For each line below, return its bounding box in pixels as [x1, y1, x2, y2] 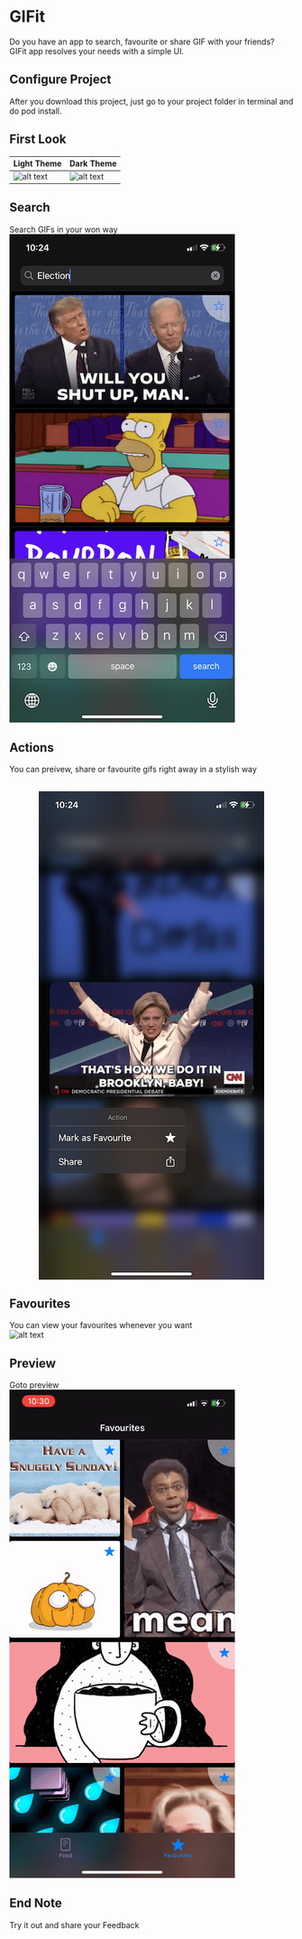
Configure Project [9, 72, 112, 88]
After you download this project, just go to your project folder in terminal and [9, 96, 294, 106]
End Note [9, 1896, 62, 1911]
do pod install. [9, 106, 62, 116]
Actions [9, 740, 54, 755]
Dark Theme [69, 158, 117, 169]
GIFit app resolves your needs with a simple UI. [9, 45, 185, 56]
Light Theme [13, 158, 62, 169]
